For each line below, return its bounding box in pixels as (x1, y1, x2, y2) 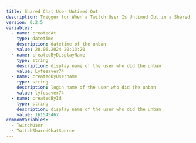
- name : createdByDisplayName (11, 52, 85, 58)
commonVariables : (6, 117, 49, 123)
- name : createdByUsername (11, 74, 77, 79)
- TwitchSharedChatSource (11, 128, 75, 134)
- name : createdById (11, 95, 62, 101)
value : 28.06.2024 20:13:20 (16, 47, 85, 53)
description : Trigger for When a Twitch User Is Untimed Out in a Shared (6, 14, 191, 20)
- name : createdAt (11, 30, 57, 36)
